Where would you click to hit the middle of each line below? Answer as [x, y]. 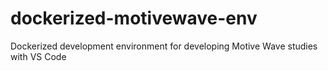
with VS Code [38, 56]
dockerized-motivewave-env [134, 18]
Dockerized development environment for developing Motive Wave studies [164, 46]
